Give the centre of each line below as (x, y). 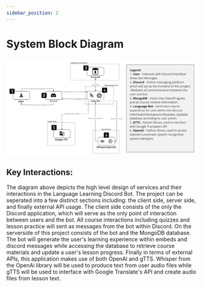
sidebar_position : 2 (33, 13)
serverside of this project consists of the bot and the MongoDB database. (99, 233)
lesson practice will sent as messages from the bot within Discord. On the (99, 226)
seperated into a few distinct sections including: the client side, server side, (101, 200)
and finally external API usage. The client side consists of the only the (94, 207)
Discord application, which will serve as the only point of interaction (92, 213)
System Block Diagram (65, 44)
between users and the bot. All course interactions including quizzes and (98, 220)
